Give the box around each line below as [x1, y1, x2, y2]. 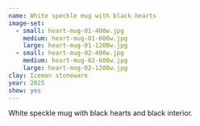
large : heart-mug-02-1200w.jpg [23, 64, 128, 72]
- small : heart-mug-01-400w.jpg [15, 26, 125, 35]
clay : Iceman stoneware [8, 71, 89, 79]
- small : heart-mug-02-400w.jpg [15, 49, 125, 57]
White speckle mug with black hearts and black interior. [8, 108, 194, 118]
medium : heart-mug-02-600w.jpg [23, 57, 128, 65]
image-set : [8, 19, 45, 27]
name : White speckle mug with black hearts [8, 11, 157, 20]
